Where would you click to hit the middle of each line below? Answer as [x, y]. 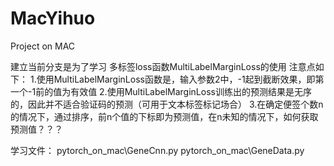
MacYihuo [53, 18]
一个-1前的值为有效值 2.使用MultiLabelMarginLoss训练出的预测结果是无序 [161, 91]
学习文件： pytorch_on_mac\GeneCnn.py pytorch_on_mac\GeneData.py [157, 150]
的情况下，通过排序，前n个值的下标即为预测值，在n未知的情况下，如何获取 [164, 116]
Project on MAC [43, 46]
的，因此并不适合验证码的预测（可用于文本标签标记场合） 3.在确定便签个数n [167, 104]
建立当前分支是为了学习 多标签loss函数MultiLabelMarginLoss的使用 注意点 [163, 66]
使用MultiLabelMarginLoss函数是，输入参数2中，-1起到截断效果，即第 [180, 79]
